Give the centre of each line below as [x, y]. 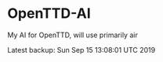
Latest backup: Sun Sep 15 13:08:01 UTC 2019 [81, 50]
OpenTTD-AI [49, 14]
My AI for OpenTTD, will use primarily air [72, 35]
